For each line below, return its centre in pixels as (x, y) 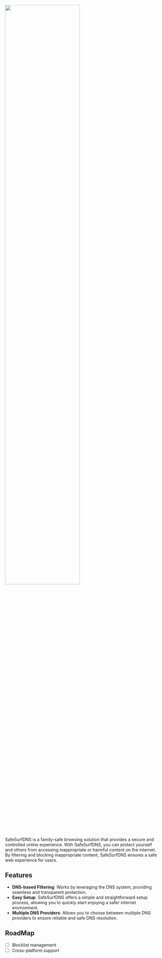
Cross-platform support (36, 950)
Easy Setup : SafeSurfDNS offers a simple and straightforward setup (80, 897)
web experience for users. (31, 860)
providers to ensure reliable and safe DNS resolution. (65, 918)
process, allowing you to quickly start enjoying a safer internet (74, 902)
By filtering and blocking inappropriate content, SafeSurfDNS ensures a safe (81, 855)
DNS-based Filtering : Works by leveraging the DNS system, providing (82, 887)
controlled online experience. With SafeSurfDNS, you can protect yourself (79, 844)
